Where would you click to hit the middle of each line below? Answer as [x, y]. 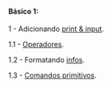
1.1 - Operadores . [36, 45]
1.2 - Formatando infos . [47, 60]
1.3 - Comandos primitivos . [53, 75]
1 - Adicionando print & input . [56, 29]
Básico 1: [23, 11]
